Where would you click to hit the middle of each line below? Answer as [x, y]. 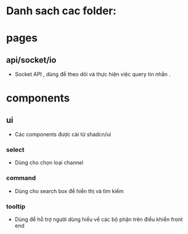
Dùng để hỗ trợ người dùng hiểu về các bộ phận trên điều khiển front [99, 219]
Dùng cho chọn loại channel [49, 163]
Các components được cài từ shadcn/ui [63, 134]
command [21, 178]
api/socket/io [31, 60]
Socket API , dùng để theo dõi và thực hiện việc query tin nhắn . [93, 74]
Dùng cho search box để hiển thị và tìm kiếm [69, 191]
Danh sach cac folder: [61, 11]
